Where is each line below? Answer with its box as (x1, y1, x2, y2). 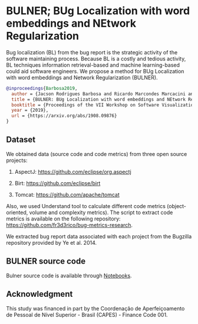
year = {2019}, (11, 108, 49, 114)
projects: (6, 157, 28, 164)
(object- (167, 202, 187, 209)
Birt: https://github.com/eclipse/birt (14, 179, 101, 187)
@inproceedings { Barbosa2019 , (6, 85, 78, 91)
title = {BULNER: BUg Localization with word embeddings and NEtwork (11, 96, 186, 102)
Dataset (6, 135, 36, 145)
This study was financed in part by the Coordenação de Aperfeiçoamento (6, 304, 185, 312)
